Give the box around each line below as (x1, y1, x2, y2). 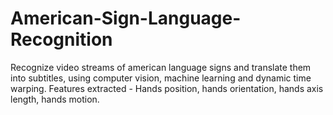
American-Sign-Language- (10, 7, 242, 30)
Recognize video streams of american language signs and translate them (10, 61, 312, 73)
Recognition (10, 28, 113, 51)
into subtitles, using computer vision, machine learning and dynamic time (10, 72, 312, 84)
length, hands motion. (10, 93, 100, 105)
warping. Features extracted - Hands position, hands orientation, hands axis (10, 82, 324, 94)
